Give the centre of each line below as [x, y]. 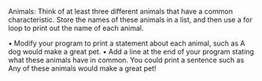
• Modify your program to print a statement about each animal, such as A [127, 43]
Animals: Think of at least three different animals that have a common [121, 11]
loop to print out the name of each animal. [76, 28]
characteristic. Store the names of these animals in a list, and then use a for [131, 20]
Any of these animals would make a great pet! [82, 68]
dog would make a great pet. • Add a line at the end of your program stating [131, 52]
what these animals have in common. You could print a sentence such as [126, 60]
